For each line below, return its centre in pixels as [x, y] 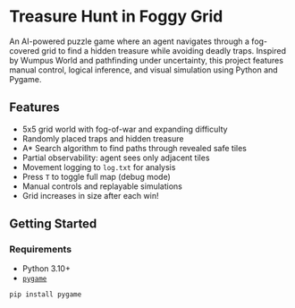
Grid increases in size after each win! [90, 195]
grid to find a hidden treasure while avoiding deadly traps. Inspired [164, 50]
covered [25, 50]
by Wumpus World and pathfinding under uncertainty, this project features [147, 60]
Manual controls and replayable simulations [102, 186]
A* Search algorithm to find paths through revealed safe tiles [135, 148]
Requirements [41, 250]
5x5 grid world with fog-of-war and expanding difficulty [125, 129]
